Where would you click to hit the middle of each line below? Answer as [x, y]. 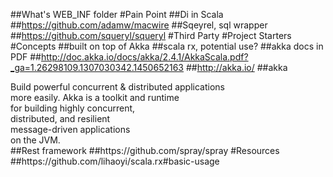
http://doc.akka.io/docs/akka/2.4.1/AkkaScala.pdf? [144, 57]
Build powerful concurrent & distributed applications [117, 87]
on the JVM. [35, 140]
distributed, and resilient [60, 118]
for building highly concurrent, [73, 108]
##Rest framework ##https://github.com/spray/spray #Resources [145, 150]
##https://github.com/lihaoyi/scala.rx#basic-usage [115, 161]
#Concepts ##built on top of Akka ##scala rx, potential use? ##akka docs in [167, 46]
